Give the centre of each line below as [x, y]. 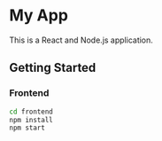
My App [39, 16]
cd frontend [31, 112]
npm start [27, 128]
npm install [31, 120]
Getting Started [53, 68]
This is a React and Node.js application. [81, 40]
